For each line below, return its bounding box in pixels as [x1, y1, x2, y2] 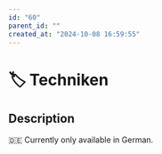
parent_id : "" [8, 21, 61, 30]
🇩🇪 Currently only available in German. [8, 134, 154, 145]
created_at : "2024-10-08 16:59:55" [8, 29, 141, 38]
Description [8, 110, 75, 126]
